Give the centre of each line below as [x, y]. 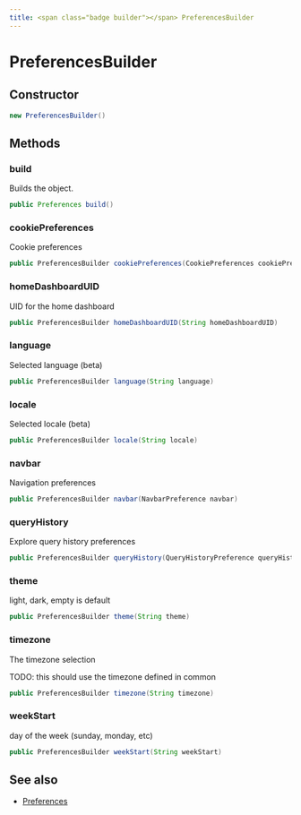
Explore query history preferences [73, 542]
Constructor [44, 95]
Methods [35, 143]
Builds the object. [42, 188]
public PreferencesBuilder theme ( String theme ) [100, 617]
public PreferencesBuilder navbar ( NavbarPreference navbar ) [124, 499]
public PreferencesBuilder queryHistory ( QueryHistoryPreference [132, 558]
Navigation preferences [53, 483]
